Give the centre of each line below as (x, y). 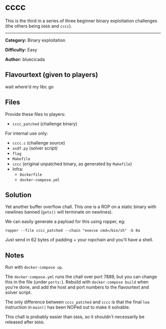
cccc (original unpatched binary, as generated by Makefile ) (72, 164)
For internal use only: (27, 133)
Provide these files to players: (35, 114)
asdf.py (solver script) (35, 148)
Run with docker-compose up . (34, 267)
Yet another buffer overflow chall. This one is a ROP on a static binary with (81, 207)
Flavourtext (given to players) (52, 75)
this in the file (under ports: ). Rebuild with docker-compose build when (77, 282)
